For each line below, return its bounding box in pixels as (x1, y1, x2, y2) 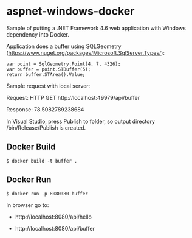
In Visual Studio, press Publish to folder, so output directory (6, 117, 155, 125)
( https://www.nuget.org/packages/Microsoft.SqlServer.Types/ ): (6, 49, 165, 56)
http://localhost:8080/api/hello (15, 213, 92, 220)
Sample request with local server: (6, 82, 91, 89)
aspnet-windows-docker (6, 4, 135, 18)
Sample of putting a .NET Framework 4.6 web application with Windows (6, 24, 187, 32)
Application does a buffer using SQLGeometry (6, 43, 122, 50)
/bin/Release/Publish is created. (6, 124, 86, 131)
